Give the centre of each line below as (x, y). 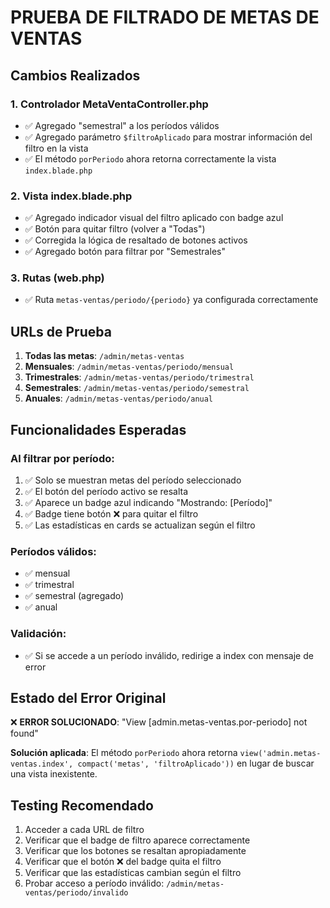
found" (24, 733)
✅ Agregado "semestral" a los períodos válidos (122, 125)
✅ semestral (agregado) (74, 596)
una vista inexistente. (54, 774)
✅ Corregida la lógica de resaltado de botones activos (136, 240)
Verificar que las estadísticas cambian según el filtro (133, 873)
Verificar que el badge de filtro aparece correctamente (137, 840)
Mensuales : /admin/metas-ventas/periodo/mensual (129, 367)
